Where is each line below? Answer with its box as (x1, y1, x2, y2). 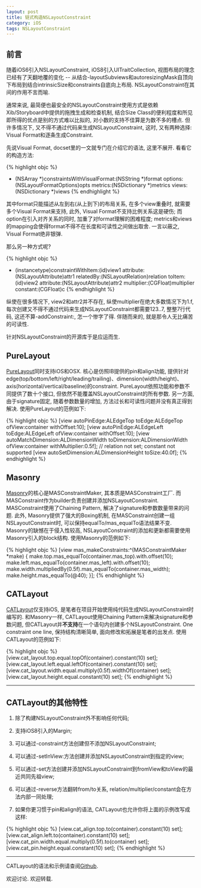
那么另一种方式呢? (6, 243, 51, 250)
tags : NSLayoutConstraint (6, 25, 71, 32)
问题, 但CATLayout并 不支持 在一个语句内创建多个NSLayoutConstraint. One (11, 621, 193, 628)
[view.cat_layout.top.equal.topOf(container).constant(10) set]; (6, 654, 159, 661)
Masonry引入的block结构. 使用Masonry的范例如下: (6, 534, 130, 541)
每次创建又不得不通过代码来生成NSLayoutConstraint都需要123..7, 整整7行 (6, 306, 185, 313)
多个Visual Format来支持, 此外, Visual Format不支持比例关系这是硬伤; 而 (6, 208, 182, 215)
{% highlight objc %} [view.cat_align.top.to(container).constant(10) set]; (6, 825, 183, 833)
